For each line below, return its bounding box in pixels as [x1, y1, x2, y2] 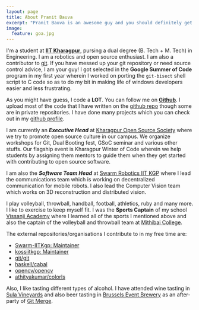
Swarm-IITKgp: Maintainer [14, 242, 80, 249]
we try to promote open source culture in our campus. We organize [6, 133, 170, 140]
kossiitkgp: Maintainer [14, 248, 69, 255]
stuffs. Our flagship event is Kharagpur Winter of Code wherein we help [6, 146, 181, 153]
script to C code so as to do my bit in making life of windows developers [6, 78, 183, 86]
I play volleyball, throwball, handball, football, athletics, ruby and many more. [6, 200, 194, 207]
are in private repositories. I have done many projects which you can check [6, 109, 190, 116]
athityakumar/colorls [14, 273, 65, 280]
